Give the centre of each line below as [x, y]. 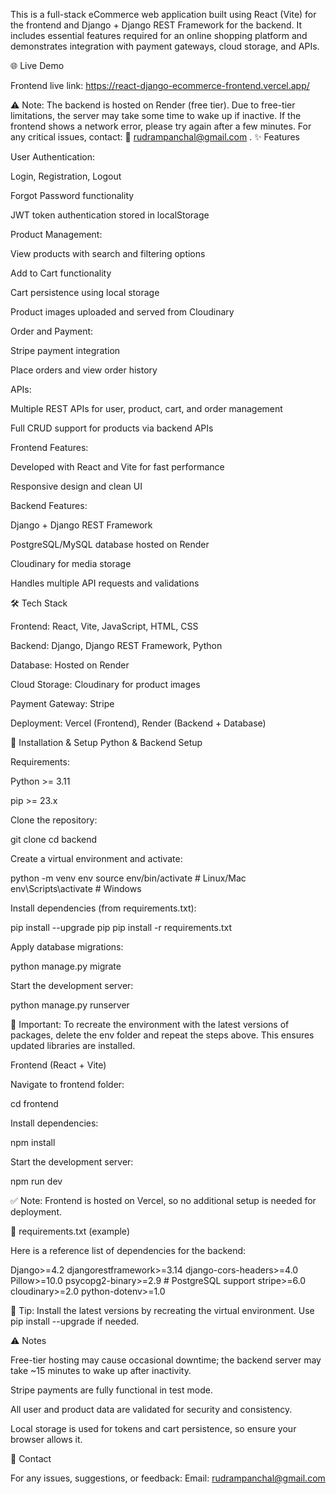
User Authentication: [53, 157]
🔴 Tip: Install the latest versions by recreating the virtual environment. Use [162, 1310]
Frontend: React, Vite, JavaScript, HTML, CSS [104, 626]
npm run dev [36, 1181]
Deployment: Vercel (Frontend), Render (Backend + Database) [138, 723]
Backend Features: [49, 505]
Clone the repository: [54, 820]
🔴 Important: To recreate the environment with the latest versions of [150, 1024]
